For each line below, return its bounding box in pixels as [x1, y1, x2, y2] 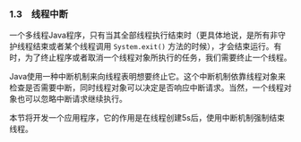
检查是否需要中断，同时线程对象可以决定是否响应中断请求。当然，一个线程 [9, 82, 284, 93]
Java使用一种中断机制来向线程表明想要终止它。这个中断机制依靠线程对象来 [9, 71, 287, 82]
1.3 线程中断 [9, 7, 69, 20]
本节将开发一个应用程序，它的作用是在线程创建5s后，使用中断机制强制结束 [9, 113, 285, 123]
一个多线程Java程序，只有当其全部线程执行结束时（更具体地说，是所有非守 [9, 29, 287, 41]
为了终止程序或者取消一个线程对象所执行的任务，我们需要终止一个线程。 [24, 52, 292, 63]
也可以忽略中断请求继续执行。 [16, 94, 127, 104]
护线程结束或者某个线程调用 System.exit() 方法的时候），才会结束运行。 [9, 41, 274, 52]
